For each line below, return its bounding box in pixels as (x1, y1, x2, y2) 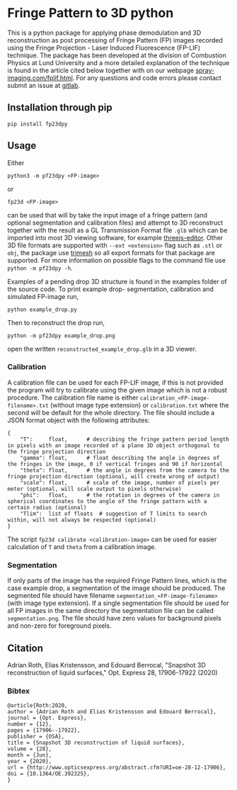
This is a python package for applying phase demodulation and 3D (7, 28, 202, 37)
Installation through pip (7, 101, 112, 114)
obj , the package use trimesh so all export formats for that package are (7, 248, 216, 256)
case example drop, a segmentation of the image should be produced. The (7, 584, 226, 592)
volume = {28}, (7, 745, 52, 752)
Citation (7, 642, 44, 654)
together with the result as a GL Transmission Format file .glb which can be (7, 225, 228, 235)
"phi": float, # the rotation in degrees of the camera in (20, 491, 220, 499)
